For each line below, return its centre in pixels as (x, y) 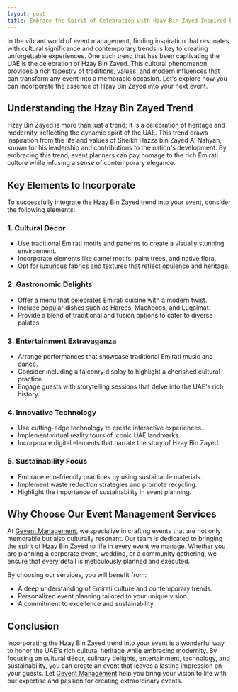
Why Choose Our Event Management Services (112, 514)
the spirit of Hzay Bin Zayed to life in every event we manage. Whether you (117, 546)
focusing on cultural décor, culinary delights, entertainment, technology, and (119, 658)
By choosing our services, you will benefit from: (77, 575)
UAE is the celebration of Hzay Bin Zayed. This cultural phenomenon (107, 63)
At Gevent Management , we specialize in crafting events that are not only (114, 531)
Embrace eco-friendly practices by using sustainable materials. (110, 476)
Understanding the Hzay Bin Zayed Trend (100, 108)
